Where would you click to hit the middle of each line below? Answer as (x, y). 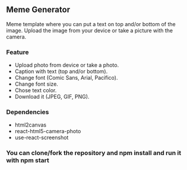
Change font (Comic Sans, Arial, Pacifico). (66, 78)
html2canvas (30, 125)
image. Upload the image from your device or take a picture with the (90, 30)
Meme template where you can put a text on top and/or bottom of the (91, 24)
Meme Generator (38, 10)
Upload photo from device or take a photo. (67, 65)
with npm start (28, 160)
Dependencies (28, 112)
